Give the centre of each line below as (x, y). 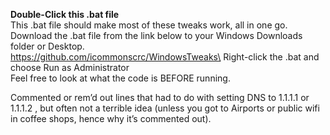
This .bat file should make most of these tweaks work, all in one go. (149, 25)
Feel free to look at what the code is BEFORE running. (120, 78)
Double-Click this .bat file (65, 14)
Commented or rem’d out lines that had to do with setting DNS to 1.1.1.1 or (160, 97)
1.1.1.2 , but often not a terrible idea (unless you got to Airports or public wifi (165, 108)
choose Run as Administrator (70, 67)
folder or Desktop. (47, 46)
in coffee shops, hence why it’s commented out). (111, 118)
